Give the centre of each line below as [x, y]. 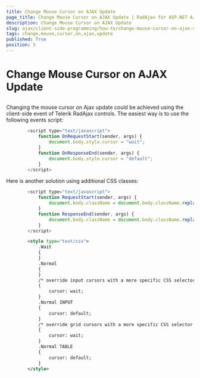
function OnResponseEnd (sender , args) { [89, 153]
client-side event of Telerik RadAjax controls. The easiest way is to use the [98, 114]
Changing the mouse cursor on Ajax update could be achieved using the [95, 107]
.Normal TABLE [55, 347]
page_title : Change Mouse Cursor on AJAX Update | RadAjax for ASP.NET [97, 17]
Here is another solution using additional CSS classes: [72, 181]
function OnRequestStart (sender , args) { [90, 137]
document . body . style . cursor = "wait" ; [97, 142]
